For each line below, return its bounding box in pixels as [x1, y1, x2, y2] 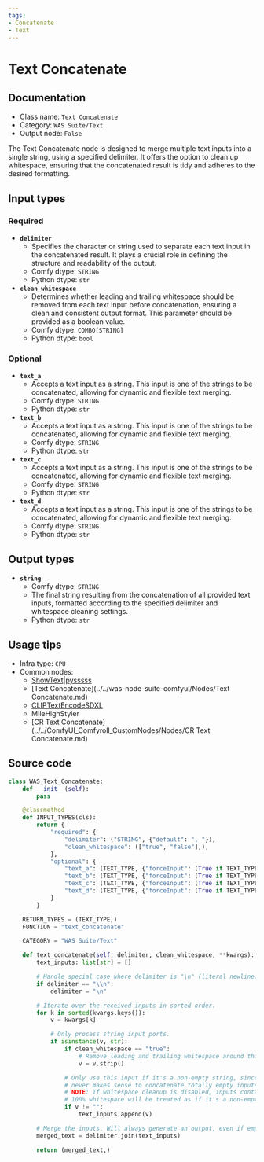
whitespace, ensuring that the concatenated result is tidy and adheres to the [8, 160, 255, 170]
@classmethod [22, 807, 65, 815]
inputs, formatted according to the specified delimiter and [31, 598, 218, 608]
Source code [8, 756, 72, 770]
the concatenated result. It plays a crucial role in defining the [31, 250, 228, 259]
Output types [8, 552, 75, 566]
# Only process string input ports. [49, 1031, 170, 1039]
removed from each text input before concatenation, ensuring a [31, 300, 237, 310]
